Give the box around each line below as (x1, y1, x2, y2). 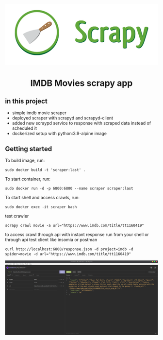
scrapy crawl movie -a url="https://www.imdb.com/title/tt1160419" (5, 223, 145, 228)
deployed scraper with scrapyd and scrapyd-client (12, 115, 113, 121)
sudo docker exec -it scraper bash (5, 204, 77, 210)
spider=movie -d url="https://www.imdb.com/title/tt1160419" (5, 252, 131, 256)
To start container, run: (5, 176, 51, 182)
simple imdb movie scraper (12, 110, 66, 116)
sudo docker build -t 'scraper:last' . (5, 168, 86, 172)
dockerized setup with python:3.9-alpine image (12, 131, 107, 136)
